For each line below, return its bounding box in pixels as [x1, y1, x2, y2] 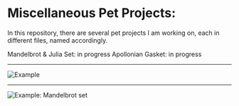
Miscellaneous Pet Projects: [7, 5, 176, 21]
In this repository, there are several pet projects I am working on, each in [7, 28, 220, 37]
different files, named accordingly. [7, 36, 108, 44]
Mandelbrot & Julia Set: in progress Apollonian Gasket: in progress [7, 50, 202, 58]
